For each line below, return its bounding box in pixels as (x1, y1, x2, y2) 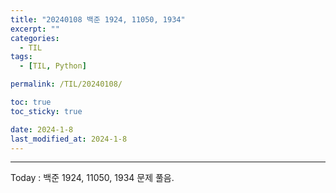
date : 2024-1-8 (10, 124, 74, 135)
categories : (10, 33, 60, 43)
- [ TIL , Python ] (19, 61, 87, 71)
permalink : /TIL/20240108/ (10, 79, 123, 90)
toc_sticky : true (10, 106, 83, 116)
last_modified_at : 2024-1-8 (10, 134, 128, 144)
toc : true (10, 97, 52, 107)
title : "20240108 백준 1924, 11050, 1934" (10, 14, 186, 25)
